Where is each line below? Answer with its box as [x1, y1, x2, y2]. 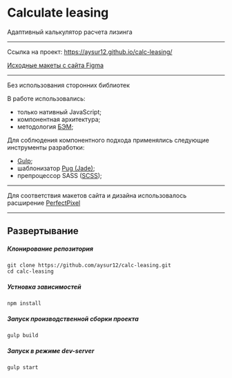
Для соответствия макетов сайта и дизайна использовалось [7, 191, 187, 199]
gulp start [7, 364, 39, 371]
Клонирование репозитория [7, 244, 94, 253]
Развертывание [7, 225, 79, 237]
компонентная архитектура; [17, 115, 101, 123]
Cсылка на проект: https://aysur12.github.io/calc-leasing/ [7, 47, 173, 56]
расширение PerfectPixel [7, 199, 81, 207]
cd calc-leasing [7, 268, 54, 275]
